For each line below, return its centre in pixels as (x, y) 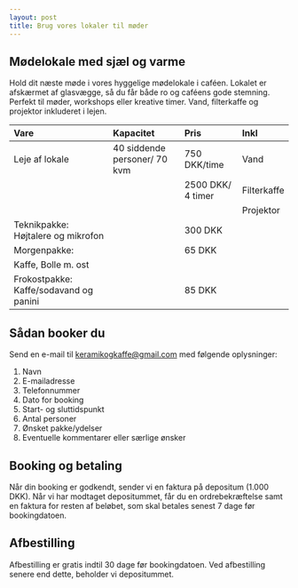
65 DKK (200, 250)
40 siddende (139, 148)
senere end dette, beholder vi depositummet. (92, 574)
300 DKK (204, 230)
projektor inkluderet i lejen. (58, 111)
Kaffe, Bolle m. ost (51, 265)
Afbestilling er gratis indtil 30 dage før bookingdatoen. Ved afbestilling (137, 564)
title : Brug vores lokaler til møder (79, 26)
